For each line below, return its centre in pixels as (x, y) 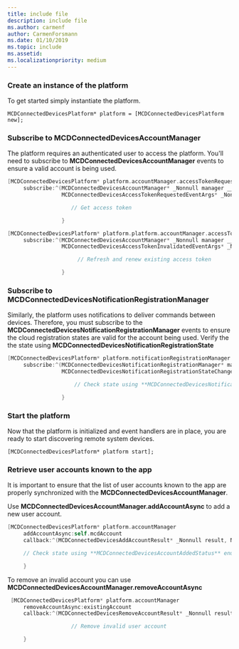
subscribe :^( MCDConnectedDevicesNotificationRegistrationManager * (123, 365)
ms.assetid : (25, 54)
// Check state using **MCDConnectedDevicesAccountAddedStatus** (122, 553)
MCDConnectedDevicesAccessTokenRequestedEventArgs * (140, 195)
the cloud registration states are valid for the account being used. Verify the (118, 338)
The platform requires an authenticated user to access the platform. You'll (116, 153)
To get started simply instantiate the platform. (74, 101)
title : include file (38, 14)
